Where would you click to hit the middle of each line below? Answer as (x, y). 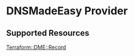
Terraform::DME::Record (36, 47)
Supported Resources (48, 33)
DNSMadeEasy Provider (67, 11)
